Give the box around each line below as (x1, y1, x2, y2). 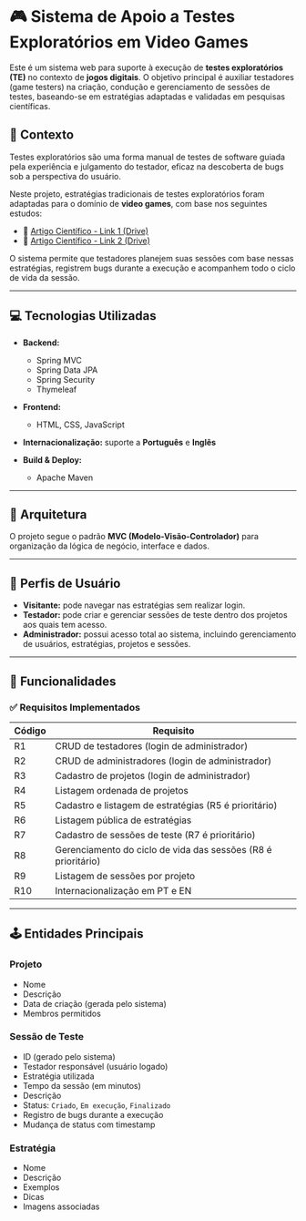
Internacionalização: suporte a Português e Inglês (22, 436, 217, 447)
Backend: (22, 337, 60, 348)
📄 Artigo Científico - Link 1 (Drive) (22, 225, 148, 236)
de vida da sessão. (9, 272, 80, 282)
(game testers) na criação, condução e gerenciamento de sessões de (9, 81, 270, 92)
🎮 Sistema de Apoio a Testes (9, 6, 236, 27)
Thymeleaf (36, 384, 77, 395)
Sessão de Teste (9, 1031, 85, 1043)
